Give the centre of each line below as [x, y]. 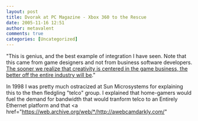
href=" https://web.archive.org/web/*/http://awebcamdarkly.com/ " [87, 112]
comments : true [25, 34]
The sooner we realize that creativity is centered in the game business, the [97, 69]
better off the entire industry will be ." [51, 75]
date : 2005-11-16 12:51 [35, 23]
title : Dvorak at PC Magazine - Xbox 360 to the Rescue [76, 17]
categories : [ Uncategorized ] [42, 39]
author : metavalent [30, 28]
